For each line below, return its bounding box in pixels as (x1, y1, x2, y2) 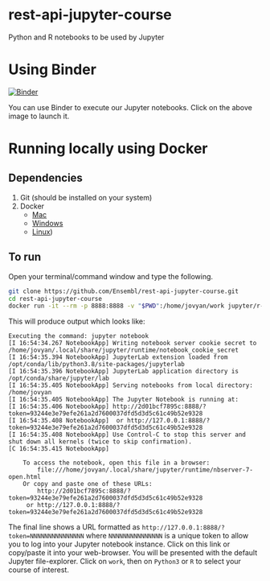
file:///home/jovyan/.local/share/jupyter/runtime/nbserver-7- (37, 466, 253, 474)
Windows (31, 218, 63, 228)
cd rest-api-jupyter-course (8, 295, 103, 303)
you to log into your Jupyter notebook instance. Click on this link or (8, 539, 231, 549)
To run (8, 250, 42, 264)
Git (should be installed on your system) (19, 192, 153, 202)
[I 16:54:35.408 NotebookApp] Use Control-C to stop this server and (8, 431, 247, 439)
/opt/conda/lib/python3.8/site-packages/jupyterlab (8, 361, 185, 369)
